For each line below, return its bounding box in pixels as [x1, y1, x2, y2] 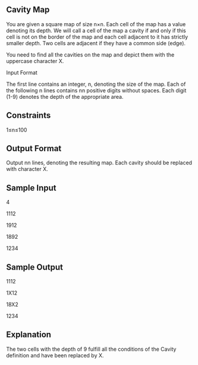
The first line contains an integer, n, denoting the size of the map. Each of [6, 80, 186, 88]
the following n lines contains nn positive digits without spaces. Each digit [6, 86, 187, 94]
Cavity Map [6, 5, 50, 15]
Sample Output [6, 262, 64, 272]
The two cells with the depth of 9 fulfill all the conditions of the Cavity [6, 345, 177, 352]
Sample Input [6, 183, 56, 193]
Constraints [6, 110, 51, 121]
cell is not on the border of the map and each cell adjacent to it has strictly [6, 33, 188, 40]
